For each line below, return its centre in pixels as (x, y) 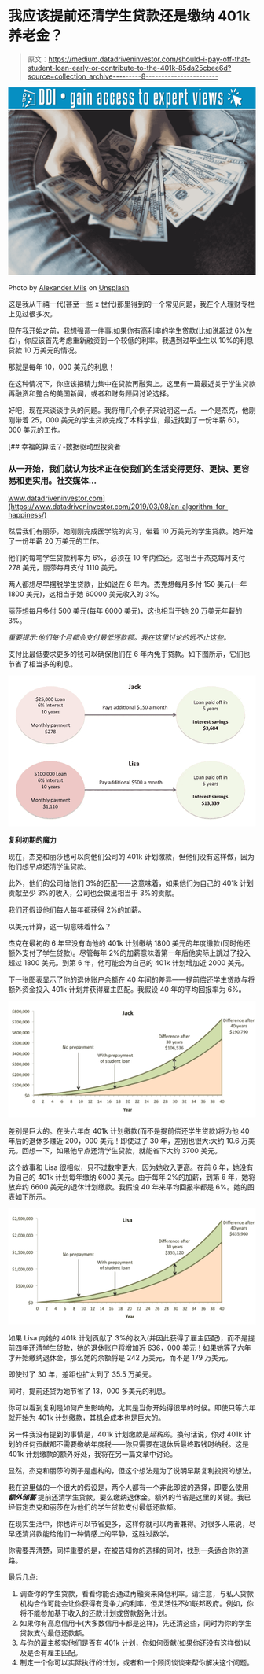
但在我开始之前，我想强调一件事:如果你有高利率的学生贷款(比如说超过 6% (127, 330)
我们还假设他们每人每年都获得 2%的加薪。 (77, 910)
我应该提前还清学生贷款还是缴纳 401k (129, 16)
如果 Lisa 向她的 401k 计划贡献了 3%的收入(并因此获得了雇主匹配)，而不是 (128, 1337)
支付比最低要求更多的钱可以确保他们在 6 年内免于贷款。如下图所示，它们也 (129, 654)
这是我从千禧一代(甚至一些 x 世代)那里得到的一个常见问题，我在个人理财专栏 (132, 304)
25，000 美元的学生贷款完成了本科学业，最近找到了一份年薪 (128, 420)
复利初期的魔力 (32, 840)
